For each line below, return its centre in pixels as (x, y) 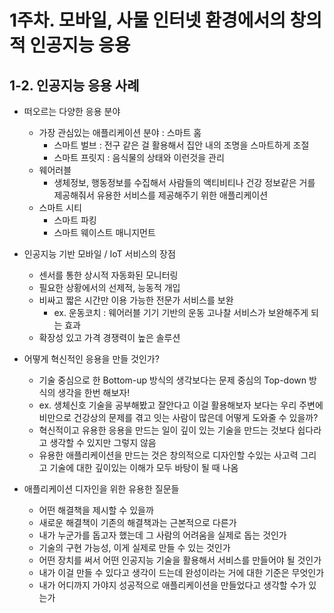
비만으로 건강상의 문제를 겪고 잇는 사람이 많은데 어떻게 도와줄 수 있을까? (178, 417)
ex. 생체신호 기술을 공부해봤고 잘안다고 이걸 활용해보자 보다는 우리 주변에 (181, 405)
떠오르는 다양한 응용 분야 (72, 111)
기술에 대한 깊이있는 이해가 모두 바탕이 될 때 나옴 (144, 467)
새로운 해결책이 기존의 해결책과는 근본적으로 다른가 (137, 522)
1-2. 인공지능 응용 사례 (74, 85)
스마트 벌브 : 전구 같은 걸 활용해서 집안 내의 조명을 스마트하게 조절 (181, 145)
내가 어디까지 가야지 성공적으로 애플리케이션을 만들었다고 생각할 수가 (172, 585)
